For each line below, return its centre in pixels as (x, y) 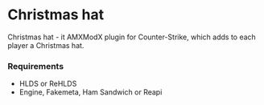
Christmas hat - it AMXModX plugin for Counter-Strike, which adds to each (132, 37)
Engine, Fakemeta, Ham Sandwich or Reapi (91, 92)
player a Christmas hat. (46, 45)
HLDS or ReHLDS (48, 84)
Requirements (36, 66)
